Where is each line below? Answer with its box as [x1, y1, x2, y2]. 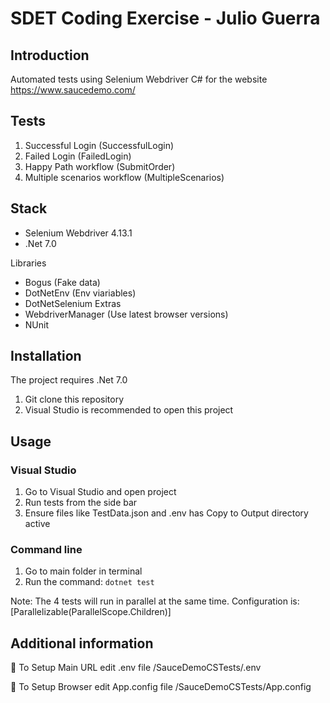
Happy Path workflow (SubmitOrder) [24, 160, 176, 172]
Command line [10, 543, 83, 557]
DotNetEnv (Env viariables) [24, 287, 137, 299]
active [24, 518, 51, 530]
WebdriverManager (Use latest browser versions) [24, 308, 229, 320]
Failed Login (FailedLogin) [24, 150, 132, 162]
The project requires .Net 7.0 [10, 374, 128, 386]
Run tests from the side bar [24, 497, 138, 509]
